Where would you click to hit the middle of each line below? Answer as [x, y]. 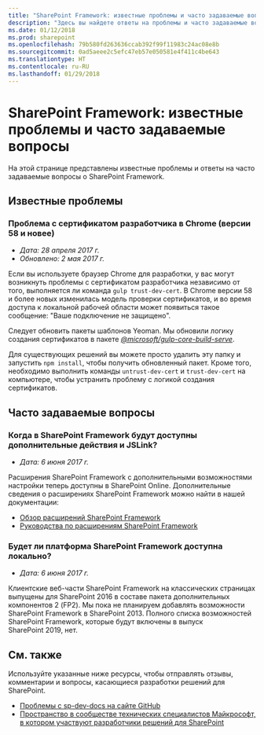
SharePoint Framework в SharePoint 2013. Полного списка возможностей [130, 613]
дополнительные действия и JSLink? [83, 445]
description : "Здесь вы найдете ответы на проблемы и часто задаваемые [128, 23]
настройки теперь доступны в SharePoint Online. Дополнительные [120, 485]
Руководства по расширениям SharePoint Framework [108, 526]
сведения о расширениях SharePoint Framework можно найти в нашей [126, 494]
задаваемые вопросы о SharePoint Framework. [86, 176]
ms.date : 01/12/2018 [42, 30]
